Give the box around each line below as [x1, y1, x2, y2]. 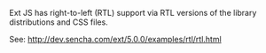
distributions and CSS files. [9, 17, 108, 27]
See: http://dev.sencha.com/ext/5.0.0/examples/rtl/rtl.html [9, 34, 222, 44]
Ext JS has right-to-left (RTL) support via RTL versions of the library [9, 8, 257, 18]
